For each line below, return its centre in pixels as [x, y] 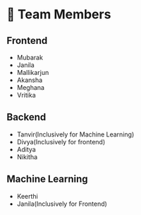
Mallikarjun [33, 72]
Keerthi [27, 196]
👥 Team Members [59, 14]
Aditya [26, 149]
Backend [26, 117]
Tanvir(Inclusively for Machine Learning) [75, 134]
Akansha [30, 80]
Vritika [26, 95]
